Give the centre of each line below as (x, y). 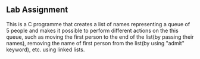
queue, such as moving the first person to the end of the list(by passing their (100, 37)
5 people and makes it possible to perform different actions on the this (92, 30)
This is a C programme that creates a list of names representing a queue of (98, 24)
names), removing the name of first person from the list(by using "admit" (95, 43)
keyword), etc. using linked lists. (46, 49)
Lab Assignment (37, 10)
